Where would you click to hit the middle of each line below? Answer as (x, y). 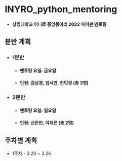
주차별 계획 (21, 140)
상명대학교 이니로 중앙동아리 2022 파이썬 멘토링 (59, 24)
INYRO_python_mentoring (61, 9)
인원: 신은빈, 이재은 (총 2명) (47, 123)
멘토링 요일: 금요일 (38, 70)
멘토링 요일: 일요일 (38, 110)
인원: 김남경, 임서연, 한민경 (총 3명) (54, 83)
